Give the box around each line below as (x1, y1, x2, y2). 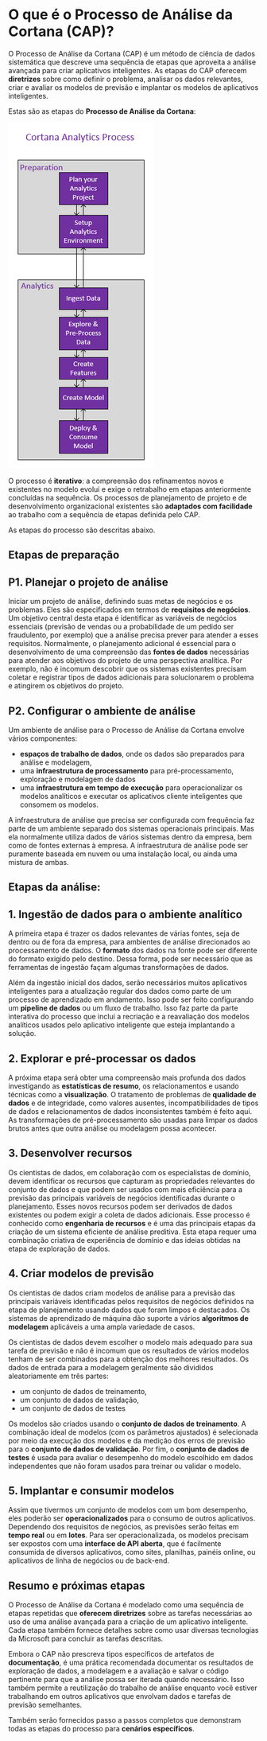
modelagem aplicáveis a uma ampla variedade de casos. (8, 1322, 195, 1331)
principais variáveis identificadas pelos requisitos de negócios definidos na (8, 1296, 254, 1306)
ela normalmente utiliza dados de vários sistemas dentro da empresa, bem (8, 832, 253, 841)
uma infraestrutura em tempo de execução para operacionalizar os (19, 782, 243, 793)
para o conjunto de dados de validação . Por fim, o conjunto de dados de (8, 1444, 250, 1454)
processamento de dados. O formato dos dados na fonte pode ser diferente (8, 945, 257, 956)
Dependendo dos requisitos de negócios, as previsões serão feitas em (8, 1522, 239, 1532)
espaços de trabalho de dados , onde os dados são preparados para (19, 749, 245, 758)
